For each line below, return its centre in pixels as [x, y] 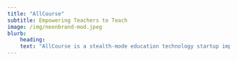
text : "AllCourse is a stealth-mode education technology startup [120, 46]
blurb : [17, 33]
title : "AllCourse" [36, 14]
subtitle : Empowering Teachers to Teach [68, 20]
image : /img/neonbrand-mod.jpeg [55, 27]
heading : [33, 40]
